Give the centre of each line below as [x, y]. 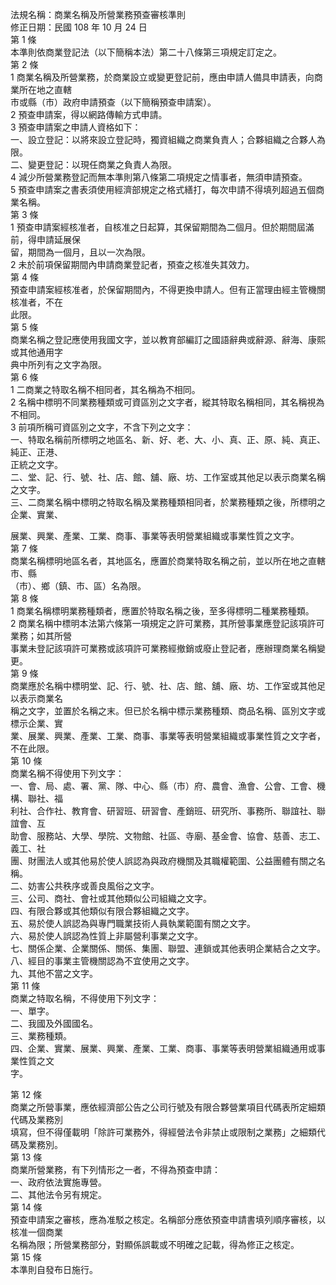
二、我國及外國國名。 [54, 1023]
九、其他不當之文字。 [54, 973]
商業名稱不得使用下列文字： [67, 773]
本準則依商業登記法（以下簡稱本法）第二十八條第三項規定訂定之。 [146, 52]
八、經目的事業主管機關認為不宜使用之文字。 [102, 961]
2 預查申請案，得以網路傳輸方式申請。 [89, 114]
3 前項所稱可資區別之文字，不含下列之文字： [102, 427]
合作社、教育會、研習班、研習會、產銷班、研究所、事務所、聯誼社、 [176, 811]
